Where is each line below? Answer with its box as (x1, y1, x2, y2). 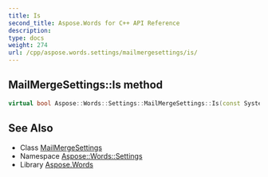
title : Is (8, 11, 41, 20)
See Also (8, 121, 53, 136)
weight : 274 (8, 41, 48, 49)
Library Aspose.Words (19, 159, 94, 169)
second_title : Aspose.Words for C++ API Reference (8, 19, 180, 27)
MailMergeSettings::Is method (8, 78, 164, 92)
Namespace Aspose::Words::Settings (19, 151, 143, 160)
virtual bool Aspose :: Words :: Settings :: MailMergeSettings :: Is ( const (8, 99, 241, 108)
